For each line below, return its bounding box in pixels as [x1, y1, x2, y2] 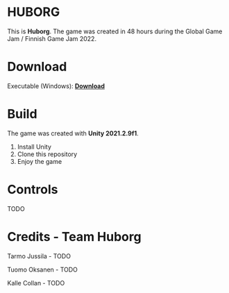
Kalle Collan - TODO [7, 278, 65, 287]
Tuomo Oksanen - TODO [7, 265, 78, 274]
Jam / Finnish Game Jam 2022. [7, 34, 97, 42]
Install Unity [17, 142, 52, 151]
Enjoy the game [17, 157, 62, 165]
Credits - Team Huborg [7, 228, 142, 244]
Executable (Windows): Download [7, 81, 105, 90]
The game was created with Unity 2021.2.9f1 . [7, 129, 139, 137]
